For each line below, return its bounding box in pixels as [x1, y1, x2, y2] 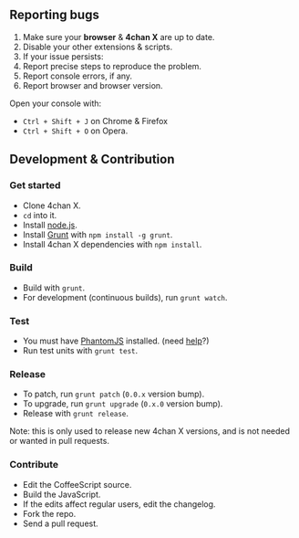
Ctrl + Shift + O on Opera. [22, 125, 129, 136]
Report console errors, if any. [22, 70, 133, 81]
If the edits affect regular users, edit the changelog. [22, 498, 216, 510]
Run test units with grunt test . [22, 345, 139, 356]
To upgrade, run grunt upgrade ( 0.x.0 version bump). [22, 398, 223, 409]
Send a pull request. [22, 518, 98, 529]
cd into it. [22, 209, 57, 220]
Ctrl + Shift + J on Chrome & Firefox [22, 115, 169, 126]
